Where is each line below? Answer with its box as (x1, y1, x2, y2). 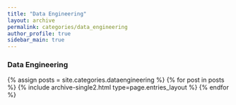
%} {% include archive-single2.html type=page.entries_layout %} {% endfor (7, 83, 230, 92)
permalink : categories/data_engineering (7, 23, 129, 30)
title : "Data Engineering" (7, 10, 87, 18)
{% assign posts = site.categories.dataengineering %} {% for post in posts (7, 75, 225, 85)
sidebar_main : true (7, 37, 65, 44)
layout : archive (7, 17, 55, 24)
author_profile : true (7, 30, 71, 37)
